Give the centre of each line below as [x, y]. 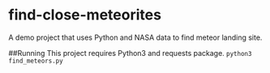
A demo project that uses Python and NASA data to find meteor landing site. [135, 37]
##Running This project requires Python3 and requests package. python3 [130, 53]
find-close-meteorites [85, 15]
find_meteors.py [36, 61]
